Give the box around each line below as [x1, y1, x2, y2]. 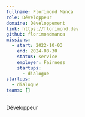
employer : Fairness [17, 59, 66, 65]
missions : [6, 37, 31, 43]
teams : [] [6, 87, 31, 93]
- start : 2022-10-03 [11, 43, 63, 49]
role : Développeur [6, 14, 52, 21]
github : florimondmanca [6, 31, 66, 37]
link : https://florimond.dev [6, 25, 79, 32]
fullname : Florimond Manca [6, 8, 74, 15]
